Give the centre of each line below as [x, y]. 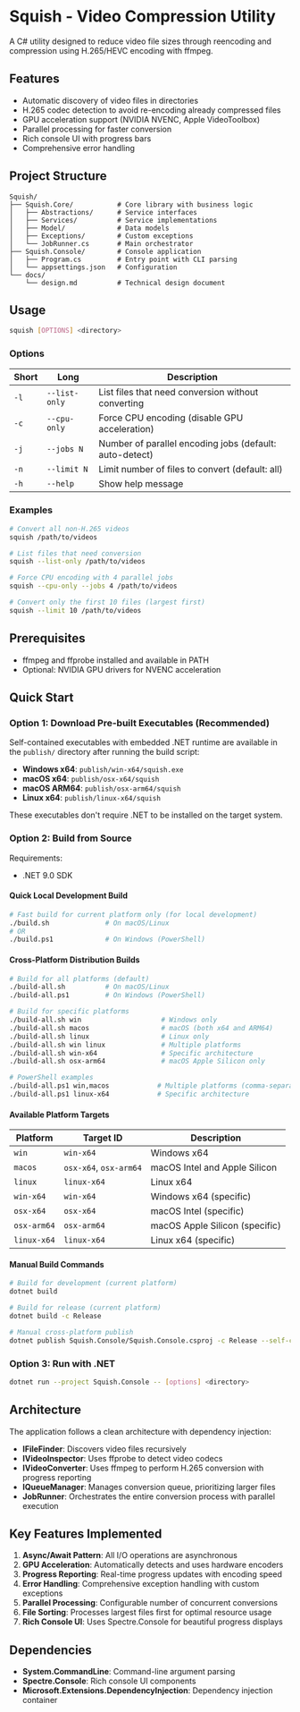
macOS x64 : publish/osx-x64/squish [91, 779]
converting [121, 403]
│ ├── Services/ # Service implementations [113, 220]
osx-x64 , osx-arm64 [103, 1167]
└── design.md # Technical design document [125, 283]
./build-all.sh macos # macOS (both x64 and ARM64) [142, 1028]
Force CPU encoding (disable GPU [171, 418]
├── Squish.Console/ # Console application [105, 251]
